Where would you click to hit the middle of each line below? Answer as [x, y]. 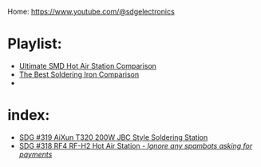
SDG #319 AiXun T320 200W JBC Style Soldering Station [113, 137]
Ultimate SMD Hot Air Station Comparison [88, 66]
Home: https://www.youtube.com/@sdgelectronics [91, 12]
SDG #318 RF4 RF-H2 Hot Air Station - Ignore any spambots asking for [136, 145]
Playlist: [35, 44]
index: [29, 115]
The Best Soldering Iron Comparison [79, 74]
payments [36, 154]
